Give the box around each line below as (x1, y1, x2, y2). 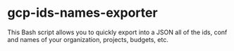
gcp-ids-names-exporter (7, 5, 158, 21)
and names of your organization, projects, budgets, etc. (7, 35, 169, 43)
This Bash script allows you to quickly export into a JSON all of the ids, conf (7, 28, 228, 36)
